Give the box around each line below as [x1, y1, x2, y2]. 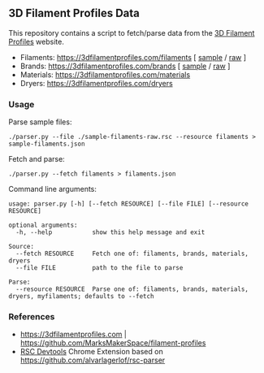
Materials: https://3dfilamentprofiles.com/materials [19, 69, 191, 80]
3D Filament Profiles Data [8, 7, 141, 20]
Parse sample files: [8, 117, 72, 127]
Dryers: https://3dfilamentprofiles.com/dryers [19, 78, 173, 88]
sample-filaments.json [8, 140, 85, 149]
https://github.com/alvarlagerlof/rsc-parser [19, 355, 166, 365]
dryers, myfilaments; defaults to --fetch [8, 293, 154, 301]
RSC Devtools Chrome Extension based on [19, 347, 164, 357]
